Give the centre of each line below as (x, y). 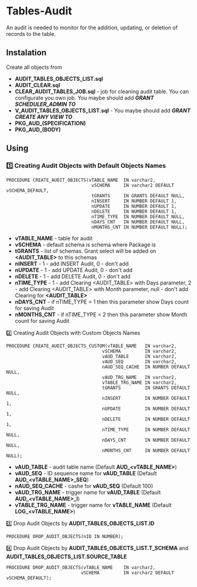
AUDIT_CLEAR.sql (37, 85)
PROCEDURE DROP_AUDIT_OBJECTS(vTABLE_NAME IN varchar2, (81, 568)
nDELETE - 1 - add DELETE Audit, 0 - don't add (73, 277)
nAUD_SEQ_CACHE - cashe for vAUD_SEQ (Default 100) (84, 486)
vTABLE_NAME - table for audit (54, 239)
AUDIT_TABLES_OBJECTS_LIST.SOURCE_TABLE (66, 557)
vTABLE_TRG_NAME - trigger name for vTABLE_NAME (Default (93, 505)
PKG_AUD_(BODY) (38, 129)
